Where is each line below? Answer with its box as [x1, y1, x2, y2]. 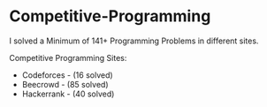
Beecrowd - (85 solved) [21, 79, 109, 89]
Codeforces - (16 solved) [21, 69, 113, 80]
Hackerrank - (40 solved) [21, 88, 115, 99]
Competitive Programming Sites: [9, 52, 127, 63]
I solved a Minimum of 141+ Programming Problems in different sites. [9, 35, 259, 46]
